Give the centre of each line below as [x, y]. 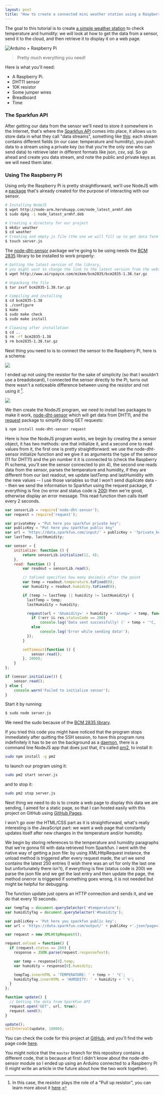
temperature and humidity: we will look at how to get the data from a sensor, [82, 33]
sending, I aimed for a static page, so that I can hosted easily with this [75, 808]
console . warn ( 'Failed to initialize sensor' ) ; [62, 690]
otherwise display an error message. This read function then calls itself [76, 496]
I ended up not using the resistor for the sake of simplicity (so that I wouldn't [82, 375]
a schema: [15, 356]
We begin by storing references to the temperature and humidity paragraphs [82, 842]
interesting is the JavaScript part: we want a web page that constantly [75, 827]
